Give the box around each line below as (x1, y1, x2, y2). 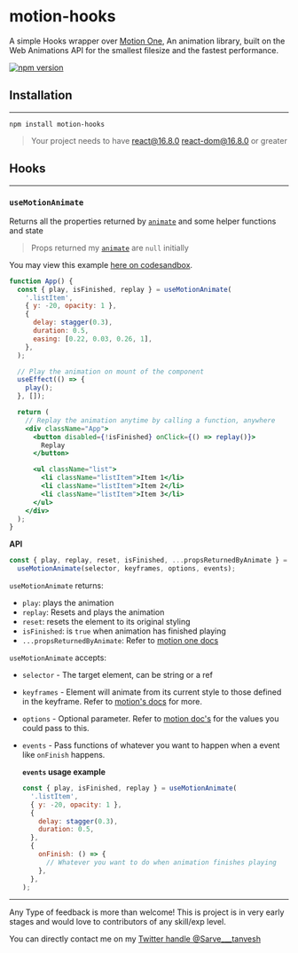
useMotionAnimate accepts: (9, 652, 106, 663)
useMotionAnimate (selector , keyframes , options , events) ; (17, 564, 237, 573)
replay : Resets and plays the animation (21, 607, 165, 618)
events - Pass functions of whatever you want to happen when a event (21, 740, 280, 751)
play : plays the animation (21, 597, 114, 609)
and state (9, 224, 44, 236)
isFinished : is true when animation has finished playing (21, 626, 226, 636)
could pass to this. (21, 723, 90, 734)
